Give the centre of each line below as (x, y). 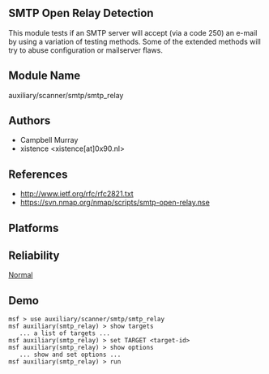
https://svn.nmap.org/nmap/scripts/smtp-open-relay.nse (115, 203)
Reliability (34, 256)
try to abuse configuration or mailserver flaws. (86, 50)
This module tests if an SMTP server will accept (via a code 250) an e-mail (133, 32)
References (38, 174)
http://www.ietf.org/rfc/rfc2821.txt (77, 194)
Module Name (45, 76)
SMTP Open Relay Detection (81, 13)
